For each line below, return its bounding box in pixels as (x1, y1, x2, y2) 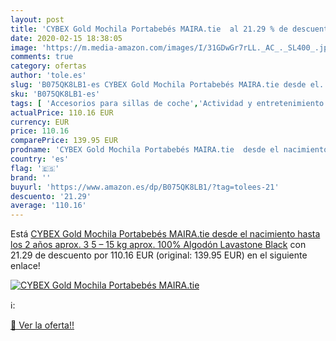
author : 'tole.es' (10, 71, 87, 81)
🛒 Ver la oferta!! (10, 319, 75, 331)
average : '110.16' (10, 201, 87, 211)
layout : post (10, 14, 65, 25)
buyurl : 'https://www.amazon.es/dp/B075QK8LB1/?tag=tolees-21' (10, 182, 280, 192)
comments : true (10, 52, 74, 62)
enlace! (10, 260, 41, 272)
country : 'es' (10, 154, 70, 164)
